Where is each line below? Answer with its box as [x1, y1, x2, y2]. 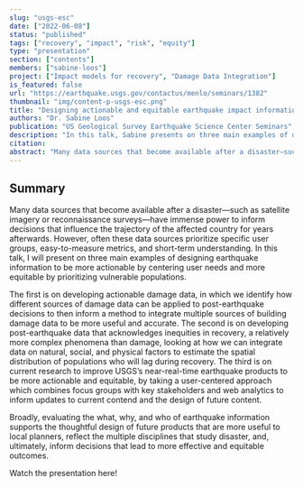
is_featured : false [9, 80, 83, 89]
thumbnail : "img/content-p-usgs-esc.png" [9, 96, 168, 106]
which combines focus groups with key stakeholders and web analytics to [9, 385, 284, 396]
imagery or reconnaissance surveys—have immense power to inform [9, 214, 266, 225]
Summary [9, 181, 66, 197]
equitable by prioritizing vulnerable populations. [9, 271, 187, 282]
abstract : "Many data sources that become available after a [9, 147, 244, 156]
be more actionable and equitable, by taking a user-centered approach [9, 375, 272, 386]
